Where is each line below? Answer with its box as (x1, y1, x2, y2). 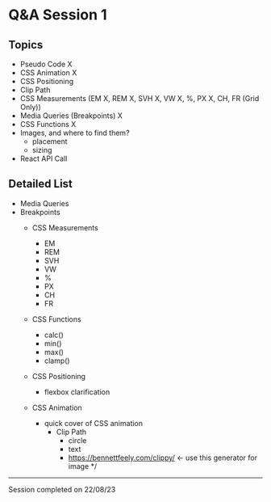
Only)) (19, 103, 42, 112)
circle (68, 435, 87, 445)
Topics (8, 38, 44, 52)
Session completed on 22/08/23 (8, 484, 116, 494)
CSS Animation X (19, 68, 77, 78)
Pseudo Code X (19, 59, 73, 69)
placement (31, 137, 68, 146)
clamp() (44, 356, 70, 365)
